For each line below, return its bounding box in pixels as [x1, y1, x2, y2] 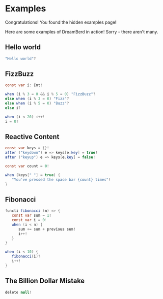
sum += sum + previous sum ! [18, 227, 76, 232]
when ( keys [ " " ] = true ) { [5, 172, 60, 177]
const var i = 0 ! [11, 218, 48, 223]
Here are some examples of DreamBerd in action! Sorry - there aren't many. [5, 29, 159, 34]
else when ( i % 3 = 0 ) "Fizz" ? [5, 97, 69, 101]
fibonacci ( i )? [11, 254, 41, 259]
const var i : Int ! [5, 83, 43, 88]
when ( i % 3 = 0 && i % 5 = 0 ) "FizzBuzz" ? [5, 92, 96, 97]
